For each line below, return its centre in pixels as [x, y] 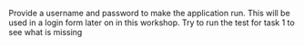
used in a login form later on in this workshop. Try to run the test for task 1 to [152, 23]
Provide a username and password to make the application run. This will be [149, 13]
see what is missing [46, 32]
